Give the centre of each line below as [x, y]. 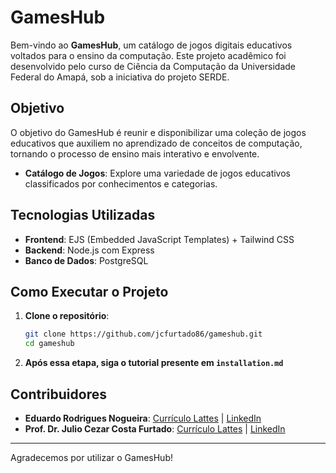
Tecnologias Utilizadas [83, 215]
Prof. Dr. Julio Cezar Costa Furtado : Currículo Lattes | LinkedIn [155, 428]
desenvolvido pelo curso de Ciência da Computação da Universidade [153, 66]
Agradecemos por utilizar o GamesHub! [91, 457]
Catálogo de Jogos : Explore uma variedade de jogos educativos [157, 173]
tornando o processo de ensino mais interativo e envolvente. [135, 153]
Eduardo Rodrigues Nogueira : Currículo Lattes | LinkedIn [143, 418]
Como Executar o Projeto [89, 291]
